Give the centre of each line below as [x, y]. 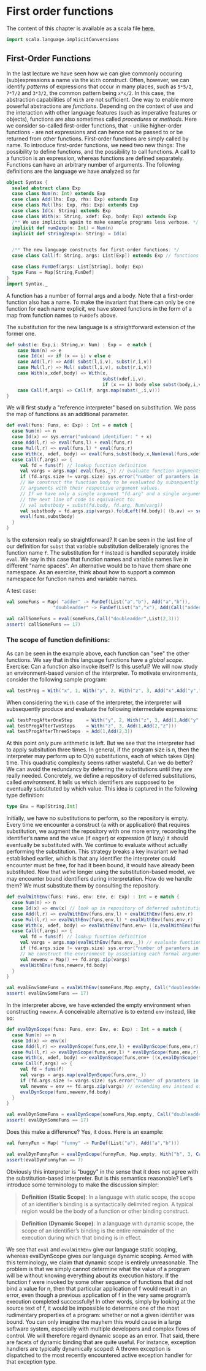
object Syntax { [27, 182]
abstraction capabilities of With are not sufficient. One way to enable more [100, 99]
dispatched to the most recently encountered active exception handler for [99, 1355]
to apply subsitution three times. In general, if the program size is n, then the [103, 750]
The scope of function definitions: [58, 640]
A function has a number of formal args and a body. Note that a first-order [100, 295]
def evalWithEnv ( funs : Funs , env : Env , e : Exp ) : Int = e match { [93, 897]
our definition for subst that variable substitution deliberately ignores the [97, 546]
